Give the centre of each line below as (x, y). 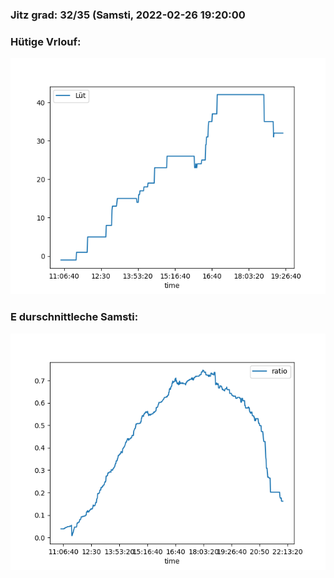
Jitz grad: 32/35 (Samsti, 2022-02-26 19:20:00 (128, 15)
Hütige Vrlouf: (46, 41)
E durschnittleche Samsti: (74, 317)
